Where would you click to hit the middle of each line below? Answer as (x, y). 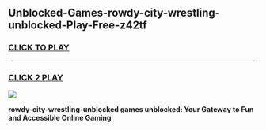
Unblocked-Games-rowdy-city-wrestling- (114, 13)
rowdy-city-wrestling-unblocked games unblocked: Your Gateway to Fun (131, 109)
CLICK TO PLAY (39, 48)
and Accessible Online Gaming (60, 117)
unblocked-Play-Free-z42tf (78, 26)
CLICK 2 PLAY (36, 77)
